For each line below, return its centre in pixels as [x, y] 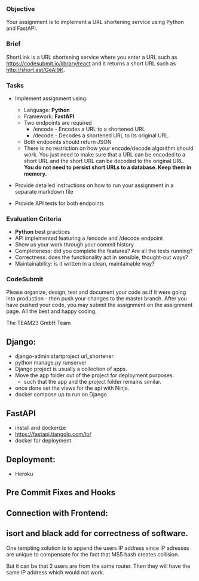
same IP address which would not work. [55, 572]
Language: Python [47, 110]
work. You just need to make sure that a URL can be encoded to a [105, 154]
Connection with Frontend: [57, 513]
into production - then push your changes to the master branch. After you [97, 299]
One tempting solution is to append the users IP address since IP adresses [98, 548]
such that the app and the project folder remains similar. [93, 382]
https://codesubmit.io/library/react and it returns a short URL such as [91, 63]
